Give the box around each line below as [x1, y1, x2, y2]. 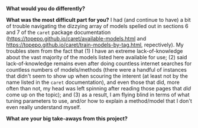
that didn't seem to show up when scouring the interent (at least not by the [6, 73, 188, 79]
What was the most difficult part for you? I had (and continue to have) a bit [6, 16, 191, 23]
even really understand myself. [6, 104, 82, 110]
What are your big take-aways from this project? [6, 115, 128, 122]
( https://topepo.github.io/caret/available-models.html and [6, 35, 147, 42]
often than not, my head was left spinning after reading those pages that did [6, 85, 191, 92]
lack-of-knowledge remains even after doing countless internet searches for [6, 60, 192, 67]
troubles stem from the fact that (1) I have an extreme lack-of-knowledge [6, 48, 183, 55]
